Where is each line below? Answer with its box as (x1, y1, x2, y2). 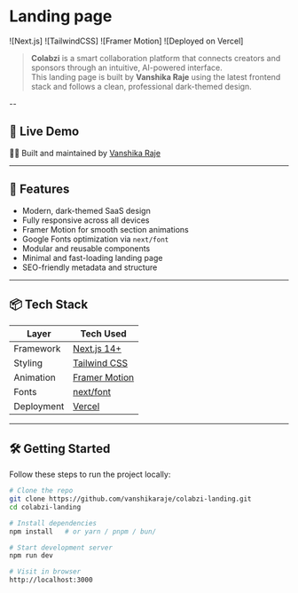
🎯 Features (9, 182, 70, 197)
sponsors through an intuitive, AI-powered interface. (30, 62, 223, 73)
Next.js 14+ (72, 343, 122, 355)
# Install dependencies (9, 518, 98, 527)
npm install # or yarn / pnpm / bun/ (9, 526, 157, 536)
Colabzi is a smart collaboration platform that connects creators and (30, 52, 281, 63)
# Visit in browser (9, 567, 82, 576)
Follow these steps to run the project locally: (9, 469, 171, 480)
